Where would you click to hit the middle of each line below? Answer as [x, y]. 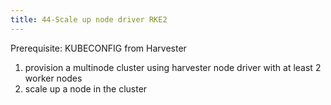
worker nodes [53, 78]
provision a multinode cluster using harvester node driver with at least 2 [173, 67]
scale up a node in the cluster [86, 88]
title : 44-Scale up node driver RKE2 [89, 19]
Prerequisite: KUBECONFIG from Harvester [98, 48]
